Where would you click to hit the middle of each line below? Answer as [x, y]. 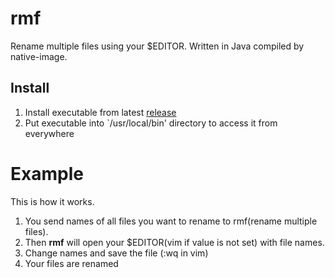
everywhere [49, 133]
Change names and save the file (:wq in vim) [116, 253]
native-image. [39, 56]
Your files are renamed [71, 263]
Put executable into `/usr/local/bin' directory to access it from [151, 123]
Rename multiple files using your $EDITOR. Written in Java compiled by [157, 46]
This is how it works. [52, 201]
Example [47, 173]
